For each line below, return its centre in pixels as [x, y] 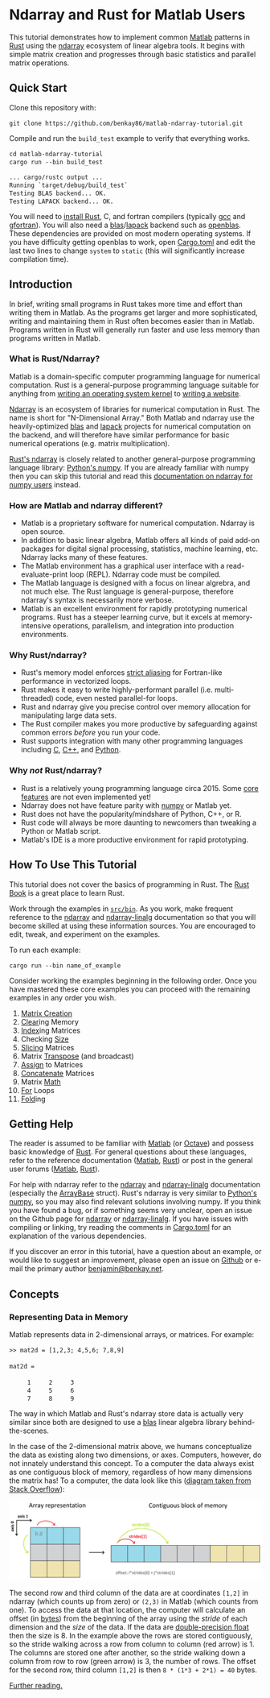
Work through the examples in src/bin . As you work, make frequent [121, 909]
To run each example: [45, 950]
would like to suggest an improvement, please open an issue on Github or [131, 1260]
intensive [36, 626]
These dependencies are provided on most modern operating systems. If [130, 233]
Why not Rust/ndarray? [56, 771]
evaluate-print [44, 574]
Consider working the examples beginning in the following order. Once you [133, 980]
